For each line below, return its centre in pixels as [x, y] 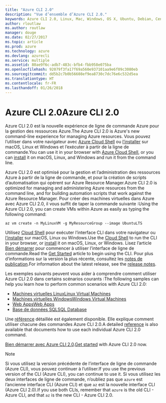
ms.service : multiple [27, 60]
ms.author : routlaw [25, 28]
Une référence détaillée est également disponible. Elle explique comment [80, 319]
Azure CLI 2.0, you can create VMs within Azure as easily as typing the [77, 209]
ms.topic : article [24, 42]
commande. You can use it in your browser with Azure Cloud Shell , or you [80, 152]
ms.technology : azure [27, 51]
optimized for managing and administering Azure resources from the [75, 188]
